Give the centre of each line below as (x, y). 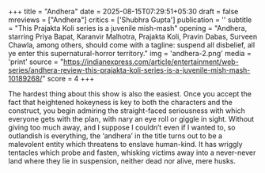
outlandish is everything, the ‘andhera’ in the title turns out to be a (115, 136)
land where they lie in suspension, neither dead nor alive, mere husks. (122, 161)
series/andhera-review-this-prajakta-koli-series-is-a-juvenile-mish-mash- (129, 70)
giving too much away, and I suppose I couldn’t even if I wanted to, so (122, 127)
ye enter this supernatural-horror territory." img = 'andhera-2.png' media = (130, 53)
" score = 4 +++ (68, 79)
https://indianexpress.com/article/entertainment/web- (151, 62)
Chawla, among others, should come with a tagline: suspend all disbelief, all (132, 45)
